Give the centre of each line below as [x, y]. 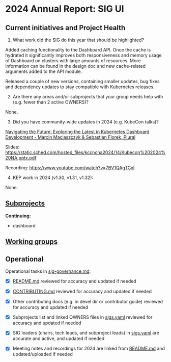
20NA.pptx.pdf [21, 158]
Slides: [12, 147]
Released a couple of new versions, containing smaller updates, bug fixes [82, 81]
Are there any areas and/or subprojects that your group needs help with [88, 97]
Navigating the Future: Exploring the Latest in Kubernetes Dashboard [77, 132]
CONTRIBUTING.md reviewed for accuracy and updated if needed [82, 292]
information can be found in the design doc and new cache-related [76, 66]
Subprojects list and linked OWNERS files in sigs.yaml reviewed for [82, 317]
